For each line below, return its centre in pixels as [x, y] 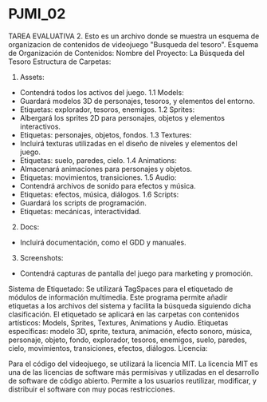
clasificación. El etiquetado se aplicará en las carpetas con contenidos [124, 314]
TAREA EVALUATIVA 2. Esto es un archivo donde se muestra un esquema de [134, 36]
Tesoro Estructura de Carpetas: [60, 62]
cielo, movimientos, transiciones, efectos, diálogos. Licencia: [108, 348]
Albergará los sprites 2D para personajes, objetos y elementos [122, 117]
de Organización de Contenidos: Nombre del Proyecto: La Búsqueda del [126, 53]
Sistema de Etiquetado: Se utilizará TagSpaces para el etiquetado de [121, 289]
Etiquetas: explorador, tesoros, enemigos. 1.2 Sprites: [107, 109]
